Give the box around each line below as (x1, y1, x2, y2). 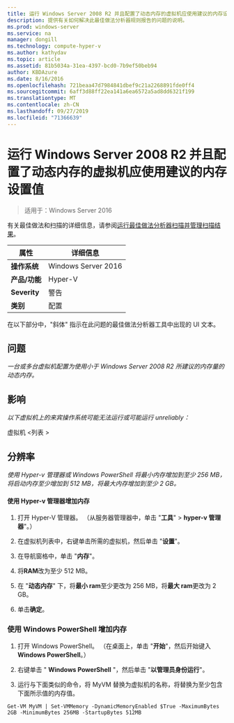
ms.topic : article (7, 56, 61, 63)
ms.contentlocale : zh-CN (7, 101, 79, 108)
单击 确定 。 (17, 606, 49, 614)
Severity (10, 287, 40, 297)
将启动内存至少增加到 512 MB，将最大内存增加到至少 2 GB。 (7, 480, 180, 487)
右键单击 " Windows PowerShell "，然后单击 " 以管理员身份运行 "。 (17, 665, 209, 673)
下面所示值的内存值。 (17, 689, 79, 697)
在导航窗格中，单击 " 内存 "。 (17, 552, 99, 560)
